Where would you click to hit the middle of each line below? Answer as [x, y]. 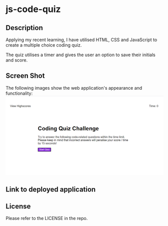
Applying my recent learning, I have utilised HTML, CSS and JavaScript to [81, 40]
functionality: [19, 93]
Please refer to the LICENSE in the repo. [47, 218]
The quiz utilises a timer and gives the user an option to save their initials [80, 55]
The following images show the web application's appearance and [74, 88]
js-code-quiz [33, 9]
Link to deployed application [51, 189]
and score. [17, 60]
